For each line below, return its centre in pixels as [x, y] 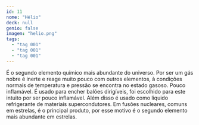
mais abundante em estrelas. [42, 117]
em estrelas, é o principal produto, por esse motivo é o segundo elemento [97, 110]
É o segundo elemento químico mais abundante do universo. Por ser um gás [100, 72]
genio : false [22, 28]
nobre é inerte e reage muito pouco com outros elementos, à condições [94, 79]
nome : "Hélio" [24, 17]
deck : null [20, 23]
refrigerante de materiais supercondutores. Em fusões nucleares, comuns [97, 104]
